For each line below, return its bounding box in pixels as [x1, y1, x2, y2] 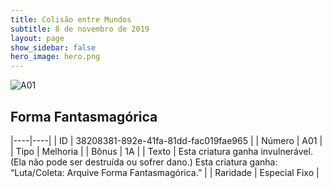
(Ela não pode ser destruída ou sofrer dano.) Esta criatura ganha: [10, 156, 278, 168]
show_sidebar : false [10, 42, 97, 53]
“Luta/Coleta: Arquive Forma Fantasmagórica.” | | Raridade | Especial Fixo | [10, 166, 320, 178]
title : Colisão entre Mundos [10, 14, 132, 25]
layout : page [10, 33, 65, 43]
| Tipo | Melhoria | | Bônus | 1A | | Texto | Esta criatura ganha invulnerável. [10, 145, 313, 157]
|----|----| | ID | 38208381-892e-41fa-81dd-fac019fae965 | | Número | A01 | [10, 134, 323, 146]
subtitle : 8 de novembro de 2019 [10, 24, 150, 34]
